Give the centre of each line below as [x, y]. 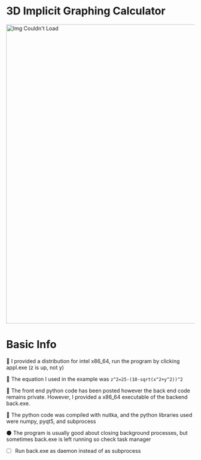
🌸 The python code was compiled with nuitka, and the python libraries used [99, 415]
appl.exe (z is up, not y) [35, 367]
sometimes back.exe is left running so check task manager [79, 439]
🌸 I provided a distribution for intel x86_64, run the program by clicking [93, 361]
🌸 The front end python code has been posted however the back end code [98, 391]
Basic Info [31, 345]
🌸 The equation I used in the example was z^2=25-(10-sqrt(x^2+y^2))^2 [95, 379]
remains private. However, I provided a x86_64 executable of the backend [97, 397]
